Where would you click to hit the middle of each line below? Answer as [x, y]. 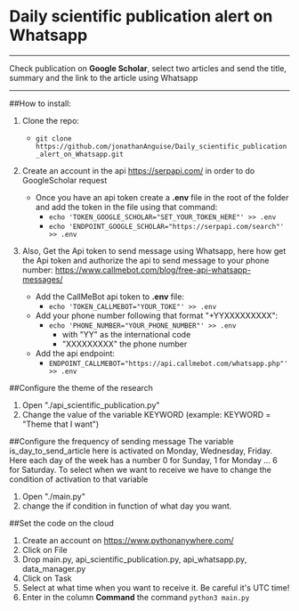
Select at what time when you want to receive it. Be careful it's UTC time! [156, 587]
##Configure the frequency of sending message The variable [121, 441]
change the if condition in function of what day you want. [127, 506]
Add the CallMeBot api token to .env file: [110, 297]
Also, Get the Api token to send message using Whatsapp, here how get [154, 250]
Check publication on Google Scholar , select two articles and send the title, [148, 68]
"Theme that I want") [61, 424]
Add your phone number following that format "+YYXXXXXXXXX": [157, 315]
